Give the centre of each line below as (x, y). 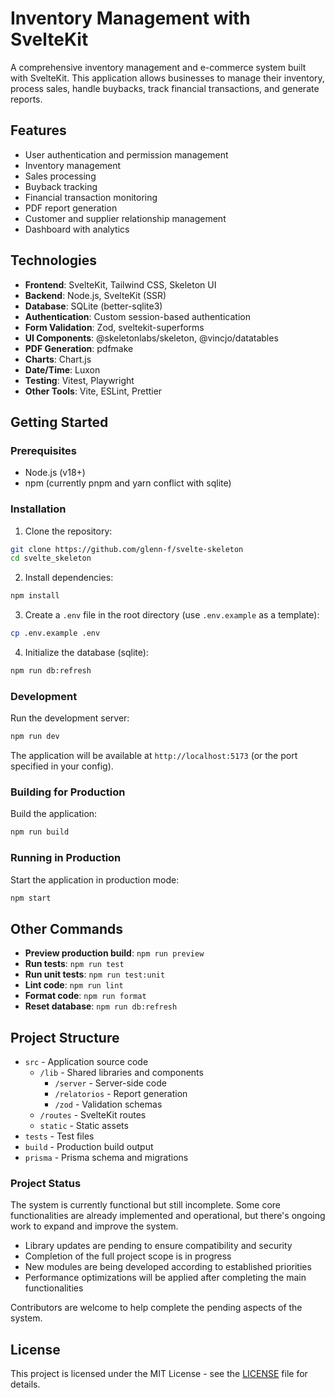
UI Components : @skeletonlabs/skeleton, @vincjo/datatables (151, 338)
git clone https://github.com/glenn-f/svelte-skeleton (127, 549)
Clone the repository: (68, 531)
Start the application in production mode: (95, 879)
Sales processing (60, 176)
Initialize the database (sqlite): (86, 653)
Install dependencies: (69, 578)
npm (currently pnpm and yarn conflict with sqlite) (128, 483)
